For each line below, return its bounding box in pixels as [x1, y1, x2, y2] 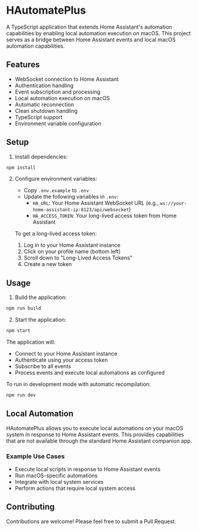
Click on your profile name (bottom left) [23, 248, 121, 255]
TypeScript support [14, 113, 63, 121]
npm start [6, 328, 31, 334]
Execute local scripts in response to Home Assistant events [14, 465, 161, 473]
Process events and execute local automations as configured [14, 369, 165, 376]
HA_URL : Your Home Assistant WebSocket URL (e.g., [32, 199, 159, 206]
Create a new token [23, 261, 72, 268]
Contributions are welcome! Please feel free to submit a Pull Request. [6, 517, 177, 525]
